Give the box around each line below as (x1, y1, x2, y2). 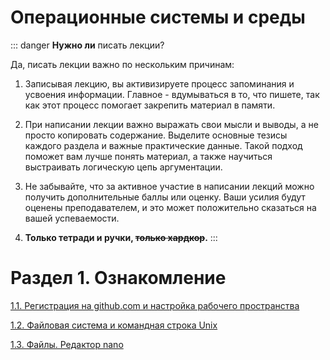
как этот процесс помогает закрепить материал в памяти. (24, 99, 276, 111)
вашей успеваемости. (24, 212, 120, 224)
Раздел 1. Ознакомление (10, 267, 227, 290)
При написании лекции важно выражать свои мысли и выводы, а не (24, 118, 319, 130)
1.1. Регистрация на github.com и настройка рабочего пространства (10, 299, 300, 311)
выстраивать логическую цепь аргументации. (24, 161, 223, 173)
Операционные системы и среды (10, 6, 306, 29)
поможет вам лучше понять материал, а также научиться (24, 150, 273, 162)
